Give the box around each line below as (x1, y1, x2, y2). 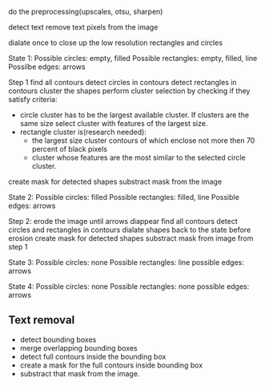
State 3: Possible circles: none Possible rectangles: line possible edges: (8, 258, 244, 267)
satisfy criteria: (8, 95, 58, 104)
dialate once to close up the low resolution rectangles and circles (8, 38, 223, 47)
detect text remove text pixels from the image (8, 22, 159, 31)
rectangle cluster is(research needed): (19, 128, 147, 136)
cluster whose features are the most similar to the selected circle (31, 152, 246, 162)
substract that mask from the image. (19, 368, 140, 378)
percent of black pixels (31, 144, 108, 153)
